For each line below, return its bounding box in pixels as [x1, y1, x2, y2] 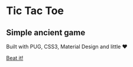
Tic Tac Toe [6, 4, 64, 18]
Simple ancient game [6, 28, 86, 38]
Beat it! [6, 55, 24, 61]
